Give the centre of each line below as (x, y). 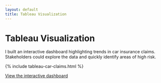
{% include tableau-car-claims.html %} (45, 66)
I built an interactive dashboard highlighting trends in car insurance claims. (80, 52)
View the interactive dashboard (37, 76)
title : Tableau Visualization (36, 14)
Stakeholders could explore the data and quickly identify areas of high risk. (81, 57)
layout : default (22, 10)
